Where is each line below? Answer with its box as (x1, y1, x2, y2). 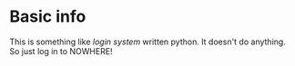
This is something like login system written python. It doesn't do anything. (9, 36, 287, 47)
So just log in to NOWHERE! (9, 45, 113, 56)
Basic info (9, 6, 86, 27)
